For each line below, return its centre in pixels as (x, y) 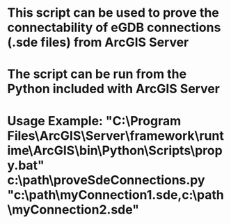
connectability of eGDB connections (114, 27)
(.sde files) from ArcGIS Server (98, 42)
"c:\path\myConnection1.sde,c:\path (116, 194)
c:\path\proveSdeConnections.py (106, 180)
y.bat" (26, 165)
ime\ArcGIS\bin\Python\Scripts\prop (115, 150)
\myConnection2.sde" (73, 209)
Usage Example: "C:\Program (94, 121)
